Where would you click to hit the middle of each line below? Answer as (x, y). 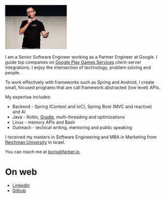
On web (21, 172)
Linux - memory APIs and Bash (44, 122)
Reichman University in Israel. (35, 142)
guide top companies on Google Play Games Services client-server (73, 62)
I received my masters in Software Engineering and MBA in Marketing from (81, 137)
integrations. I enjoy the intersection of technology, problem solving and (78, 67)
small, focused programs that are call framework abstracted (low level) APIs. (83, 88)
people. (13, 73)
